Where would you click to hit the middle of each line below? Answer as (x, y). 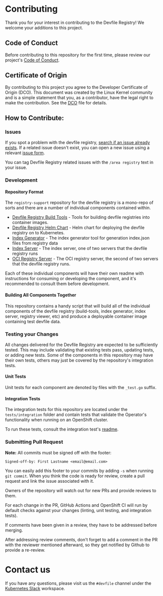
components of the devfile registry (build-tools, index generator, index (75, 311)
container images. (30, 223)
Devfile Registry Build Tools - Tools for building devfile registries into (81, 217)
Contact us (28, 569)
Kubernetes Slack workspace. (35, 588)
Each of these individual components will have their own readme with (74, 273)
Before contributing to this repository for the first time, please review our (78, 55)
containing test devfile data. (33, 321)
